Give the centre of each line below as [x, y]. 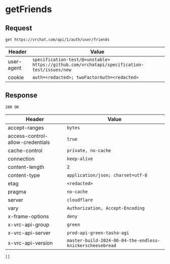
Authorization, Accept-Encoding [106, 208]
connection [21, 159]
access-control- [28, 136]
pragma [17, 192]
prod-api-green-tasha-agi [98, 233]
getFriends [29, 9]
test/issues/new [52, 70]
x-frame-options [28, 216]
